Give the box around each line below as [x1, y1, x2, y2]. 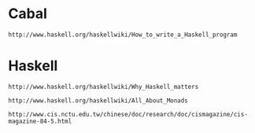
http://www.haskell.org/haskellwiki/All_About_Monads [8, 96, 189, 105]
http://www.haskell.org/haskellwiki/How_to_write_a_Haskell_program [8, 31, 238, 39]
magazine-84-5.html [8, 117, 72, 125]
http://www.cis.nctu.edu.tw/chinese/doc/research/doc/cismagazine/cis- [8, 110, 248, 118]
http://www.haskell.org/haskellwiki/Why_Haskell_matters [8, 83, 199, 91]
